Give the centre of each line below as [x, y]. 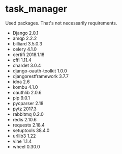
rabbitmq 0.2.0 [28, 114]
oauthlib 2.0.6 [27, 92]
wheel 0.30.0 [26, 146]
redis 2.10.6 [25, 119]
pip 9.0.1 [21, 98]
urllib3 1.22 [24, 136]
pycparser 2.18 [28, 103]
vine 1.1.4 [22, 141]
